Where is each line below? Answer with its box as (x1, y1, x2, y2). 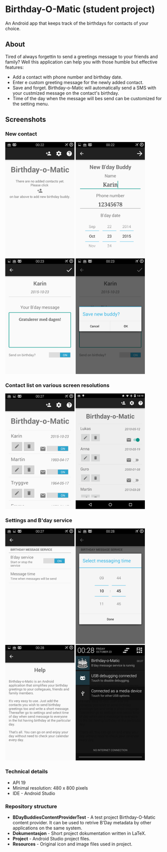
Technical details (5, 768, 48, 775)
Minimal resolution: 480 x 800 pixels (12, 785, 88, 791)
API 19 (12, 779, 26, 786)
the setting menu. (12, 101, 49, 107)
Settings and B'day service (5, 517, 72, 524)
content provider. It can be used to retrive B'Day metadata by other (12, 820, 152, 826)
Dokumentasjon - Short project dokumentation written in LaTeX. (12, 830, 146, 836)
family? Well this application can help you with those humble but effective (5, 59, 157, 65)
